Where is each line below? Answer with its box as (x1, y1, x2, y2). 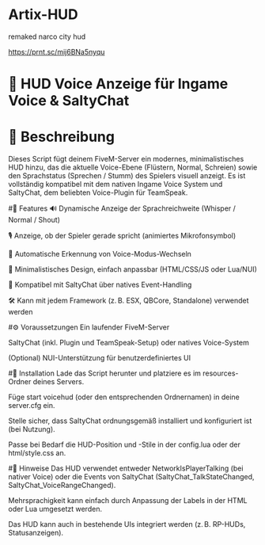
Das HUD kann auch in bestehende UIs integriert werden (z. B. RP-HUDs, (8, 520, 246, 529)
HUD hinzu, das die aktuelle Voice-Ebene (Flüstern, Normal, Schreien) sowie (8, 162, 258, 172)
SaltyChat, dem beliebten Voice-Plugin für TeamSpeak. (8, 188, 188, 197)
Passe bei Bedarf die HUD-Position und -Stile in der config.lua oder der (8, 440, 241, 449)
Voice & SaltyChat (8, 92, 130, 110)
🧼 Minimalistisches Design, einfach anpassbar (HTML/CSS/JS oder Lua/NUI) (8, 265, 257, 274)
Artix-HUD (8, 6, 79, 24)
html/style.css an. (8, 448, 66, 458)
